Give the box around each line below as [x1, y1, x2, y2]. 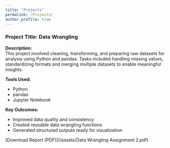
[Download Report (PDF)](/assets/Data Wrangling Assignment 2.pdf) [5, 137, 149, 143]
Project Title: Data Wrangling [5, 33, 78, 40]
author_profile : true [5, 17, 51, 22]
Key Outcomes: [5, 107, 39, 113]
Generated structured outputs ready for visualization [12, 127, 123, 133]
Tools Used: [5, 76, 31, 82]
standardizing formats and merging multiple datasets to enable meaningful [5, 61, 161, 67]
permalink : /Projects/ [5, 12, 53, 17]
